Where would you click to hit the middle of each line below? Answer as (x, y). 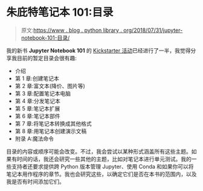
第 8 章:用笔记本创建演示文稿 (51, 131)
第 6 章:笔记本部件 (37, 116)
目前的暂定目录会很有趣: (47, 58)
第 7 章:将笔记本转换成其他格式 (53, 124)
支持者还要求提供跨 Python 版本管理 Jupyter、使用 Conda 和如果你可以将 (103, 166)
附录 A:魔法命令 (34, 139)
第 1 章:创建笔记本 (37, 78)
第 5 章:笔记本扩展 (37, 108)
